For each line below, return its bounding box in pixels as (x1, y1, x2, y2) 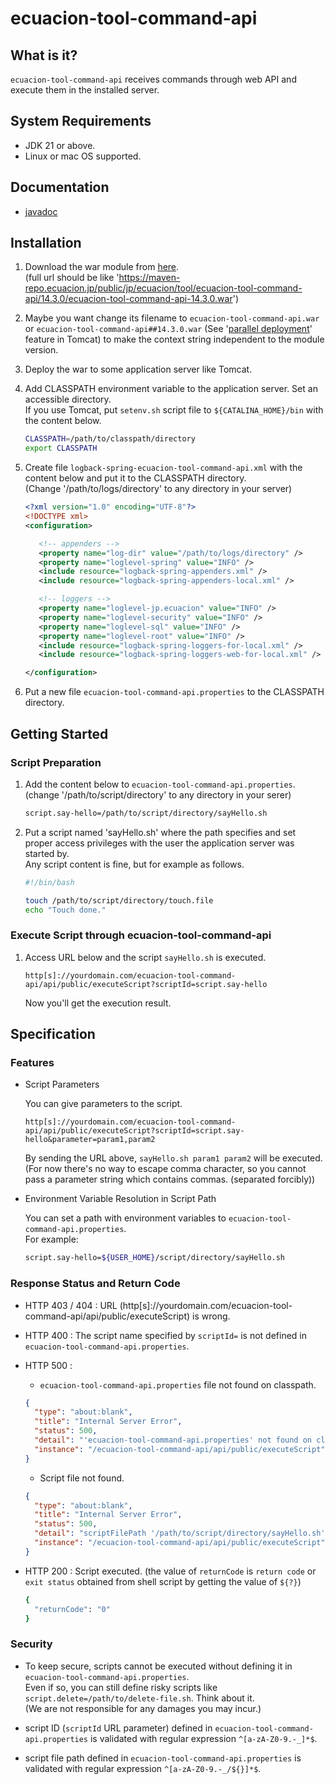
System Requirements (10, 113, 152, 130)
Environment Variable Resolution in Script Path (24, 1193, 217, 1205)
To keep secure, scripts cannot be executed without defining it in (24, 1660, 293, 1672)
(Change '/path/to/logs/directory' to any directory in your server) (24, 483, 293, 495)
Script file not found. (39, 1472, 125, 1484)
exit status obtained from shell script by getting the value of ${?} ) (24, 1575, 302, 1587)
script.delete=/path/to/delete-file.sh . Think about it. (24, 1692, 255, 1704)
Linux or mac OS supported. (24, 150, 142, 162)
